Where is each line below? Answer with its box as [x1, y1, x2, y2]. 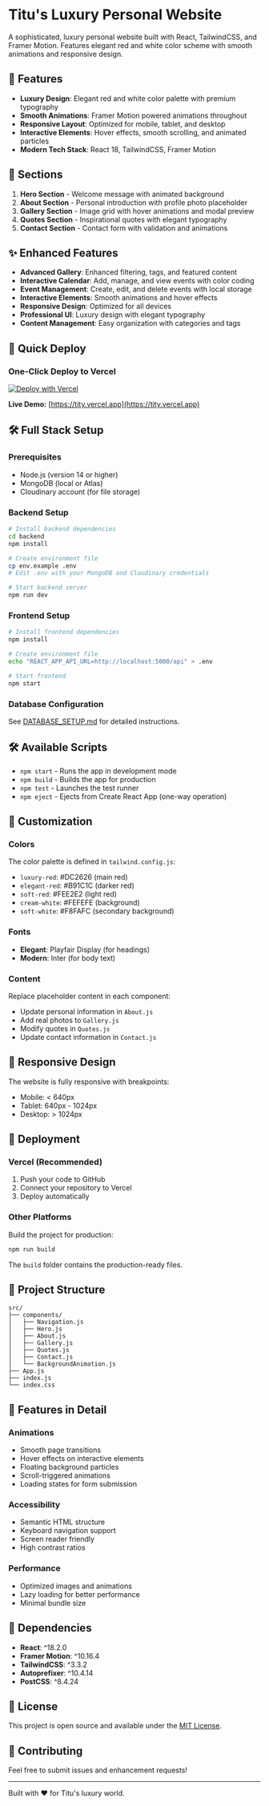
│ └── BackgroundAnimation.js [8, 1360, 116, 1368]
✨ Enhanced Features [8, 246, 118, 259]
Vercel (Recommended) [8, 1157, 102, 1168]
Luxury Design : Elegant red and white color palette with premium [19, 94, 236, 103]
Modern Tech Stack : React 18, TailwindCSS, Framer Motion [19, 144, 216, 154]
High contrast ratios [19, 1543, 86, 1552]
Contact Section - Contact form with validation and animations [19, 223, 228, 233]
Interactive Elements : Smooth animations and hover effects [19, 293, 218, 303]
